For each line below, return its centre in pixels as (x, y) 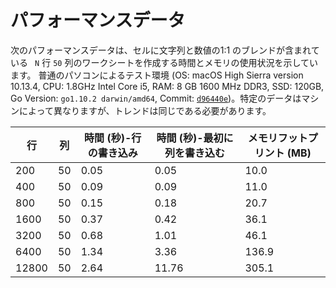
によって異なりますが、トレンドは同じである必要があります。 (145, 110)
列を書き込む (195, 153)
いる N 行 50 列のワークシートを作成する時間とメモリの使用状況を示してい (164, 62)
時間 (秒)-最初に (195, 138)
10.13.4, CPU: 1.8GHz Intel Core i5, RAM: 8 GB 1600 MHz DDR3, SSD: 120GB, (167, 86)
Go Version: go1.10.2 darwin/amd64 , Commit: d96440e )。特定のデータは (156, 98)
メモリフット (277, 138)
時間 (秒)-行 (113, 138)
